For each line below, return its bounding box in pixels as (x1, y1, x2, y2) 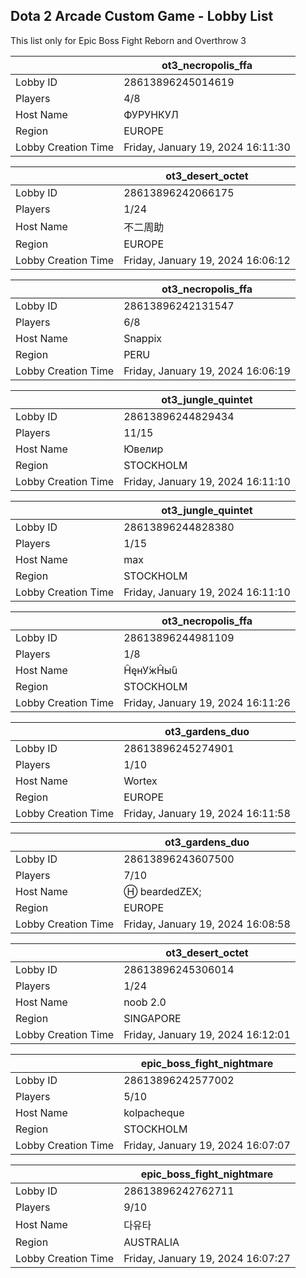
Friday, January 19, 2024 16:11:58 (123, 806, 291, 820)
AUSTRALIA (123, 1235, 180, 1249)
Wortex (123, 774, 158, 788)
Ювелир (123, 442, 164, 456)
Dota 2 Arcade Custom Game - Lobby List (10, 8, 274, 25)
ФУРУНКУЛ (123, 107, 179, 121)
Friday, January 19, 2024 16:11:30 (123, 140, 291, 154)
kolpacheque (123, 1105, 185, 1119)
